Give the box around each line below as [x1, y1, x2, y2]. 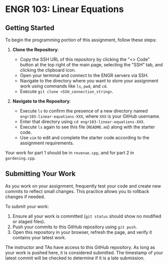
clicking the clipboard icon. [20, 67, 76, 73]
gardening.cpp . [5, 155, 36, 161]
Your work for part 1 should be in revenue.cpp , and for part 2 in [5, 150, 134, 155]
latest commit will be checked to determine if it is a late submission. [5, 255, 145, 261]
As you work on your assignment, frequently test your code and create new [5, 183, 161, 189]
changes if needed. [5, 194, 45, 200]
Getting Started [5, 24, 55, 32]
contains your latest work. [12, 234, 67, 240]
